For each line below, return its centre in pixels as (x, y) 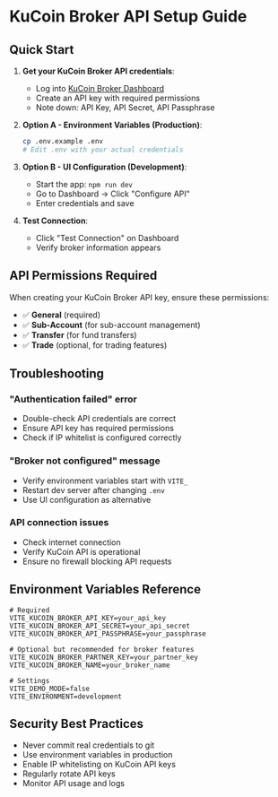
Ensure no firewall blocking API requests (97, 561)
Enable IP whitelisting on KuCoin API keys (99, 765)
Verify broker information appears (98, 247)
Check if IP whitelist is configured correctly (102, 437)
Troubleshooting (57, 373)
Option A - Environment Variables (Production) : (112, 125)
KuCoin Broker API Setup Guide (128, 17)
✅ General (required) (61, 315)
